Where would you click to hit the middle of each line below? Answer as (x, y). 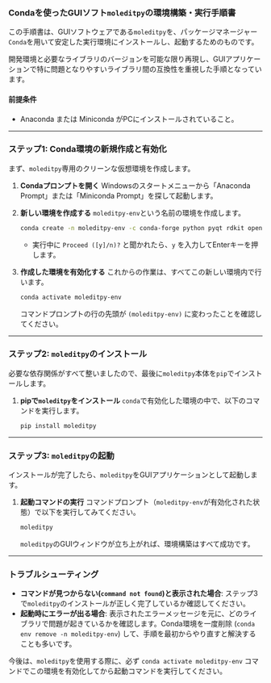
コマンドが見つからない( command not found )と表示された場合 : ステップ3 (139, 593)
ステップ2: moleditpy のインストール (78, 354)
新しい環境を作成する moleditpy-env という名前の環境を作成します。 (133, 212)
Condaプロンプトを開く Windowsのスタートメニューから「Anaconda (135, 185)
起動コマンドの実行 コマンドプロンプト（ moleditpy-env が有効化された (136, 502)
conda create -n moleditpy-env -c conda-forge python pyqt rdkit (132, 228)
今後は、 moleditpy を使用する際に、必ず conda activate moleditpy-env (126, 661)
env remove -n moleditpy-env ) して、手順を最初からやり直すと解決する (138, 634)
